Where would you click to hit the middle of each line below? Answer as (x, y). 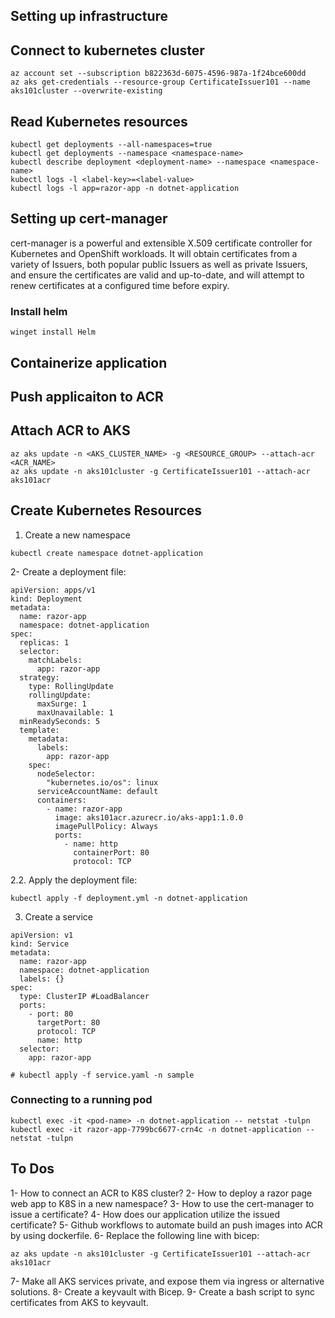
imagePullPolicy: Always (106, 826)
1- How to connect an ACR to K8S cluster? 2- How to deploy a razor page (161, 1193)
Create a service (59, 916)
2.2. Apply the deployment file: (74, 880)
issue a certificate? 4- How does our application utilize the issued (145, 1214)
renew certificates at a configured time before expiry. (120, 285)
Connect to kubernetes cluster (107, 50)
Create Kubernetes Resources (106, 510)
